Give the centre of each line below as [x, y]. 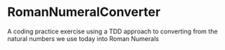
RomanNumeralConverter [84, 12]
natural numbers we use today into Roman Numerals [83, 38]
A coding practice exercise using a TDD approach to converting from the [112, 31]
